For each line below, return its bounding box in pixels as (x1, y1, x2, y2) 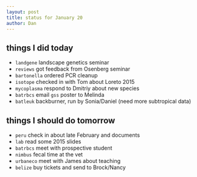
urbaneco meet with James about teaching (15, 158, 121, 164)
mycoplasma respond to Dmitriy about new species (15, 85, 140, 92)
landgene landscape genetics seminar (15, 59, 109, 66)
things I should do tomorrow (6, 115, 116, 125)
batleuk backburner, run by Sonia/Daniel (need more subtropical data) (15, 98, 192, 105)
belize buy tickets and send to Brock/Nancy (15, 164, 126, 171)
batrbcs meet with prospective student (15, 144, 112, 151)
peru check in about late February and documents (15, 131, 140, 139)
